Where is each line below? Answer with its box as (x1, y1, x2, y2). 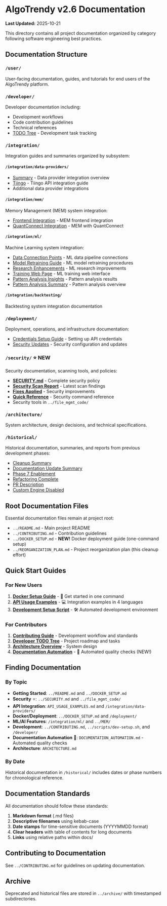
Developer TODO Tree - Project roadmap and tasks (12, 638, 120, 644)
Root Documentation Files (5, 502, 89, 510)
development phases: (5, 450, 51, 457)
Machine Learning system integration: (5, 244, 85, 250)
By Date (5, 758, 25, 765)
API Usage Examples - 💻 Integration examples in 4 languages (12, 599, 143, 605)
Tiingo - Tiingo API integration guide (12, 180, 89, 186)
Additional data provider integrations (12, 185, 89, 192)
